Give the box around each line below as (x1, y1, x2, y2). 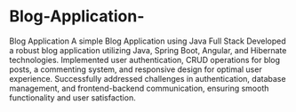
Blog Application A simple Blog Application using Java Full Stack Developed (9, 36, 286, 46)
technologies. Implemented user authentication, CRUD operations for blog (9, 54, 281, 65)
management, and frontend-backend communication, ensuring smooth (9, 83, 269, 93)
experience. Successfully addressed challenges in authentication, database (9, 73, 286, 84)
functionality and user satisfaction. (9, 92, 136, 103)
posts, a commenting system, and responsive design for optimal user (9, 64, 262, 75)
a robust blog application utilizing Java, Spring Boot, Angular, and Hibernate (9, 44, 287, 55)
